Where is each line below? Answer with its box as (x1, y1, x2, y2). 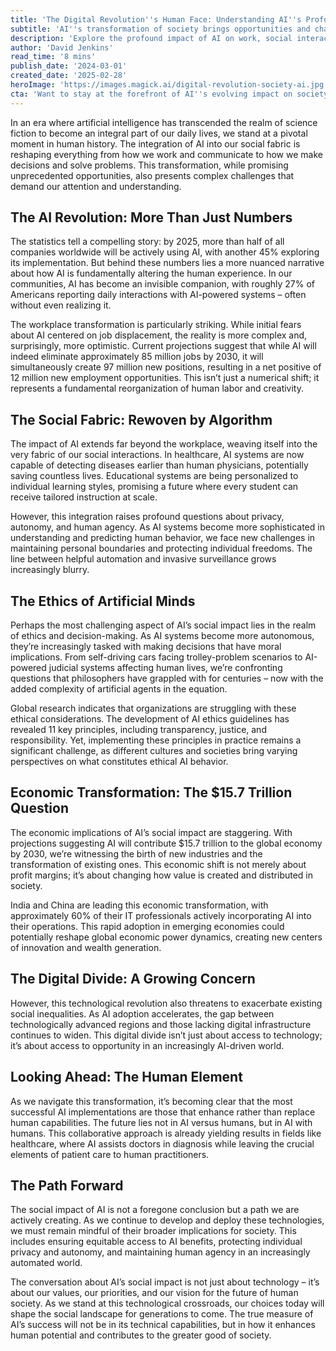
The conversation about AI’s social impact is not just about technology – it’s (10, 1276, 320, 1288)
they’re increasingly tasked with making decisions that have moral (10, 641, 282, 653)
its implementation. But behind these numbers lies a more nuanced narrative (10, 257, 325, 269)
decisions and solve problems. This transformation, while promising (10, 159, 289, 171)
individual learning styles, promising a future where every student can (10, 481, 299, 493)
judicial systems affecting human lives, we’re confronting (48, 662, 283, 674)
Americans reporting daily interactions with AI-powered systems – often (10, 289, 307, 301)
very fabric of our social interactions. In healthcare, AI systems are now (10, 449, 305, 461)
